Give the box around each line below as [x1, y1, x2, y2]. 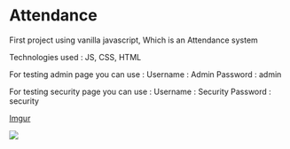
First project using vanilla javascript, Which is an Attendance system [9, 35, 259, 45]
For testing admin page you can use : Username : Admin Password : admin [9, 68, 282, 80]
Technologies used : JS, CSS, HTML [9, 51, 142, 62]
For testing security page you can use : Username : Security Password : [9, 86, 272, 97]
